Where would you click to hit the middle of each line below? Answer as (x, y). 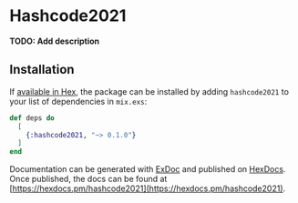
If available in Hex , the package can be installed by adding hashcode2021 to (149, 91)
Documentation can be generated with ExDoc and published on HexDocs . (148, 169)
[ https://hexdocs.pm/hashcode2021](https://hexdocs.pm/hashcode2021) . (148, 188)
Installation (42, 70)
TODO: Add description (55, 41)
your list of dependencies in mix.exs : (78, 101)
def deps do (32, 118)
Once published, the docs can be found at (88, 179)
